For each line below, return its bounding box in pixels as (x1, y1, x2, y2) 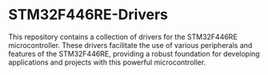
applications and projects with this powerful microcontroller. (8, 57, 206, 67)
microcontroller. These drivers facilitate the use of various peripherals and (8, 40, 253, 49)
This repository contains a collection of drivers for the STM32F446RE (8, 32, 238, 41)
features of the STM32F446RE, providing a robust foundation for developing (8, 49, 260, 58)
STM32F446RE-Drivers (8, 6, 168, 24)
